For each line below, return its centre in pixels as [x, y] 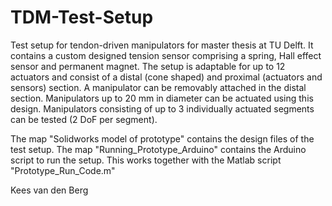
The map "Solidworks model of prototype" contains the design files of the [162, 138]
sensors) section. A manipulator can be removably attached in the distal [158, 87]
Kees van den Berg [49, 190]
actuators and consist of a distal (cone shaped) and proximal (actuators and [166, 77]
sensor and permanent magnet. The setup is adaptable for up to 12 [148, 66]
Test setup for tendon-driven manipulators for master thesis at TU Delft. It [162, 45]
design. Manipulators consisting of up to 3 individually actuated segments [162, 108]
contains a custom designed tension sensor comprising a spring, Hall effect [166, 55]
